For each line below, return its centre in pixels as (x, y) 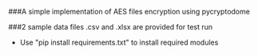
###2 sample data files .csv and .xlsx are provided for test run (111, 27)
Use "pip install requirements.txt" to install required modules (119, 42)
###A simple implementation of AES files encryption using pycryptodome (129, 12)
